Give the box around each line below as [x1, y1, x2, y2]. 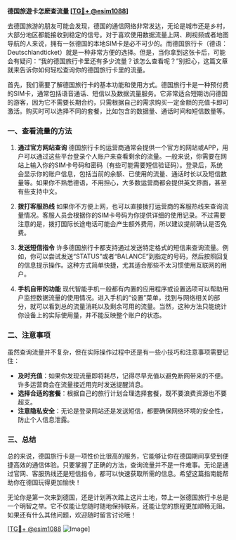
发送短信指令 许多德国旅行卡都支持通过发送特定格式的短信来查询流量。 [17, 244, 223, 252]
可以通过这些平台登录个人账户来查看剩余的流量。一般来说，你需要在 [23, 152, 221, 161]
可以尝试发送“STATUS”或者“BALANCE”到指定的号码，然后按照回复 [36, 252, 229, 261]
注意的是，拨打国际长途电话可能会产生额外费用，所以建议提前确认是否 [17, 220, 221, 228]
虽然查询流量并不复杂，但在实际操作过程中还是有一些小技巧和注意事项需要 [7, 348, 223, 356]
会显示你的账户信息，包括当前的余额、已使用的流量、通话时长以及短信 [17, 170, 221, 178]
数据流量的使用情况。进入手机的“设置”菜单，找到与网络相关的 [36, 294, 214, 302]
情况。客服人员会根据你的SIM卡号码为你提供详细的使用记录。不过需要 [23, 211, 226, 220]
